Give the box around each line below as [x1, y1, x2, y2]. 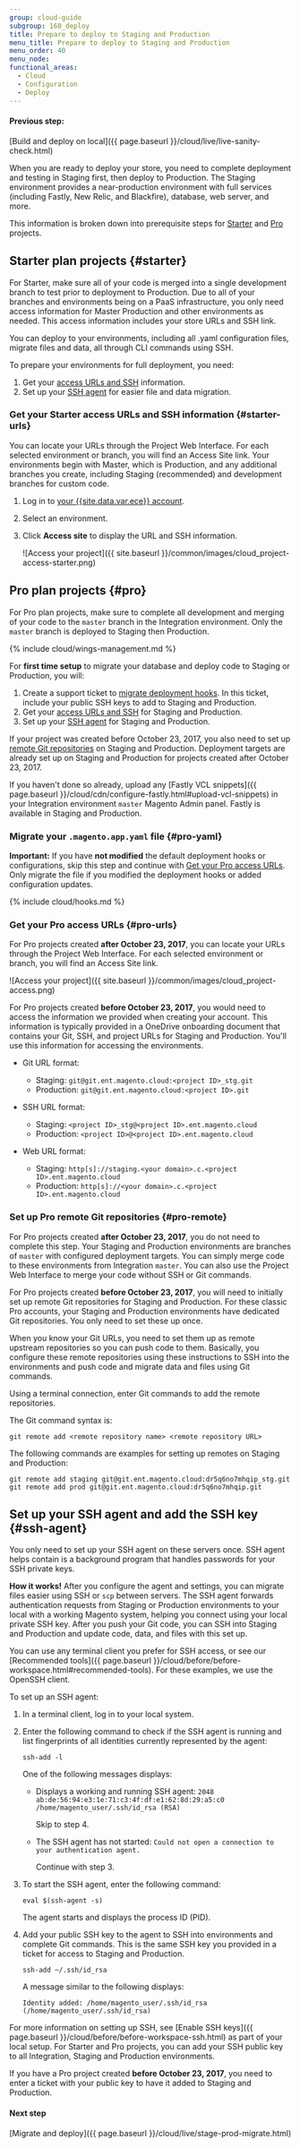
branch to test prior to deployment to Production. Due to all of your [9, 287, 255, 297]
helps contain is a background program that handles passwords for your [9, 1554, 276, 1565]
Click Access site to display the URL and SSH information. [21, 530, 238, 541]
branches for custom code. [9, 478, 109, 489]
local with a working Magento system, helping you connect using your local [9, 1609, 288, 1621]
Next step [9, 2108, 47, 2118]
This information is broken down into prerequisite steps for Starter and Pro [9, 218, 284, 228]
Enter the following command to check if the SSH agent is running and [21, 1726, 282, 1737]
